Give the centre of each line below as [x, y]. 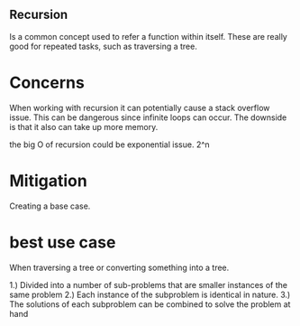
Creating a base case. [50, 206]
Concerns [47, 83]
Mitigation [48, 181]
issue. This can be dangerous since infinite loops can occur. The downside [148, 117]
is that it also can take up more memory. [84, 126]
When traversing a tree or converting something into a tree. [119, 267]
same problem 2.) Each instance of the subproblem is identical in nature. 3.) [150, 294]
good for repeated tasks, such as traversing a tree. [104, 46]
